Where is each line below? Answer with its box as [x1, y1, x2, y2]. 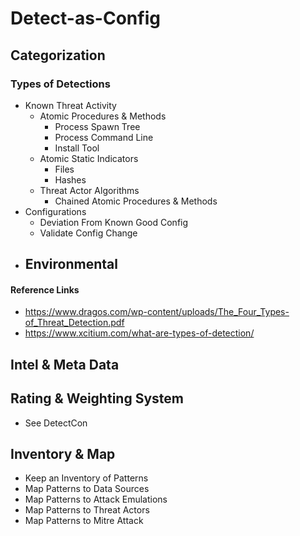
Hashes [54, 173, 87, 186]
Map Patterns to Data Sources [24, 483, 150, 495]
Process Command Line [54, 131, 154, 143]
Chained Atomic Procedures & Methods [54, 195, 218, 207]
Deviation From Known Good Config [39, 216, 189, 228]
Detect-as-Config [10, 7, 161, 30]
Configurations [24, 205, 87, 217]
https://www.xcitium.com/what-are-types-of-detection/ [24, 327, 255, 339]
